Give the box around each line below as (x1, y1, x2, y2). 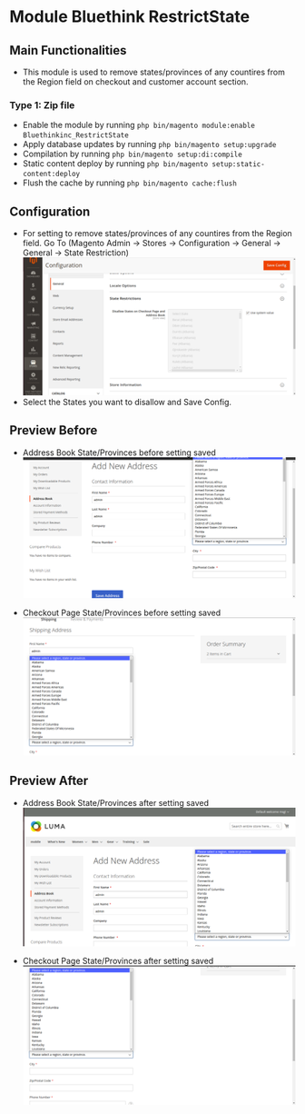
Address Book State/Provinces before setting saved (22, 447, 216, 458)
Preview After (9, 773, 89, 789)
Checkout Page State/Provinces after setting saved (22, 955, 214, 966)
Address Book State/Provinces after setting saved (22, 797, 209, 808)
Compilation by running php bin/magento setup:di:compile (22, 148, 242, 160)
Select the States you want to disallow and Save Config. (22, 397, 232, 408)
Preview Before (9, 423, 98, 438)
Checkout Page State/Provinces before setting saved (22, 607, 221, 618)
